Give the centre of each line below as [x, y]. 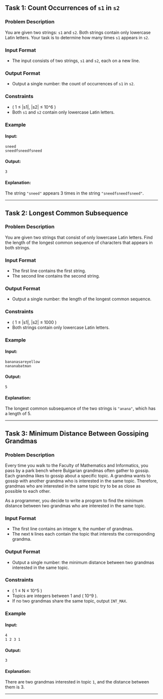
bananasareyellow [23, 362]
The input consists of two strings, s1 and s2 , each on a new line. [76, 61]
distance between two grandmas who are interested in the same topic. [75, 505]
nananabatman [18, 366]
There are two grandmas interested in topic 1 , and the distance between [77, 682]
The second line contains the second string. [56, 276]
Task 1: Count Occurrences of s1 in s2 [62, 8]
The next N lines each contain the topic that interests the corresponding [83, 534]
